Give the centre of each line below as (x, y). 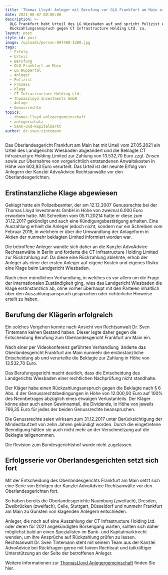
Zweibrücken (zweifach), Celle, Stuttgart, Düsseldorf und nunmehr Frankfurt (84, 506)
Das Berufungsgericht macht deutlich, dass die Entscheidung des (73, 373)
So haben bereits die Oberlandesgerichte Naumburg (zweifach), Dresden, (81, 501)
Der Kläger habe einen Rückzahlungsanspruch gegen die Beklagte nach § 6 (83, 388)
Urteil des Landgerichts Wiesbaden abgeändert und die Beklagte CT (75, 150)
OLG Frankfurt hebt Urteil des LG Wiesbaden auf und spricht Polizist (85, 24)
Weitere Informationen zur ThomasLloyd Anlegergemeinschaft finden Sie (80, 562)
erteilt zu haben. (22, 299)
